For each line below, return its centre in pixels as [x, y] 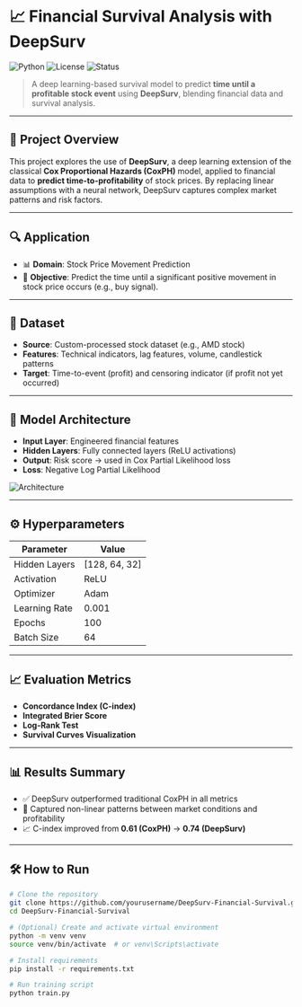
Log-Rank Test [50, 725]
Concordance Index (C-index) [79, 706]
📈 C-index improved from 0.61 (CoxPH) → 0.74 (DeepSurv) [134, 828]
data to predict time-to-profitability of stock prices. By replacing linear [142, 181]
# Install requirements [54, 960]
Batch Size [36, 637]
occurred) [41, 383]
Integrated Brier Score [65, 715]
